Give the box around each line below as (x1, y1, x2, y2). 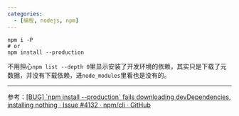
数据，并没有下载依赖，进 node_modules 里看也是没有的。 (7, 71, 171, 79)
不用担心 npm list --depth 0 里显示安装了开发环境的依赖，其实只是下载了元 (7, 62, 227, 71)
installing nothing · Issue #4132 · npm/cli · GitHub (7, 100, 152, 109)
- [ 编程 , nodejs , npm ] (14, 17, 79, 24)
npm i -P (7, 36, 33, 43)
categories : (7, 10, 43, 18)
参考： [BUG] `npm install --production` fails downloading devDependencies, (7, 93, 231, 101)
